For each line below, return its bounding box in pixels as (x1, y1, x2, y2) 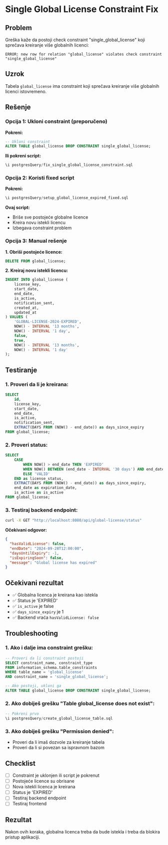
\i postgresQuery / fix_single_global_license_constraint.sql (5, 162, 133, 167)
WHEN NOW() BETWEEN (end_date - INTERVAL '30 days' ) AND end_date (23, 466, 164, 472)
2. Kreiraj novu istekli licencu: (5, 267, 68, 274)
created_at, (14, 305, 39, 310)
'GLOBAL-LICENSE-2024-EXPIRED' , (14, 319, 81, 324)
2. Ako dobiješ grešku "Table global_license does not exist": (5, 700, 155, 707)
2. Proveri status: (5, 441, 48, 448)
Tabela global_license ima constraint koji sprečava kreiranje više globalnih (5, 83, 159, 89)
